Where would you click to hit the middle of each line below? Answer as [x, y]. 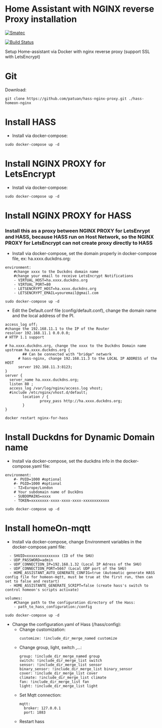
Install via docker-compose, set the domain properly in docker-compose [84, 254]
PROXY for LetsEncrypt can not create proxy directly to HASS [79, 243]
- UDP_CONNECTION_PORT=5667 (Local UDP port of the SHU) [68, 569]
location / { [36, 397]
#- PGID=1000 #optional [38, 484]
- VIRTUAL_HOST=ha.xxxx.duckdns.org [51, 280]
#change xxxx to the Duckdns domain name [56, 272]
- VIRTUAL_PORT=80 [32, 285]
